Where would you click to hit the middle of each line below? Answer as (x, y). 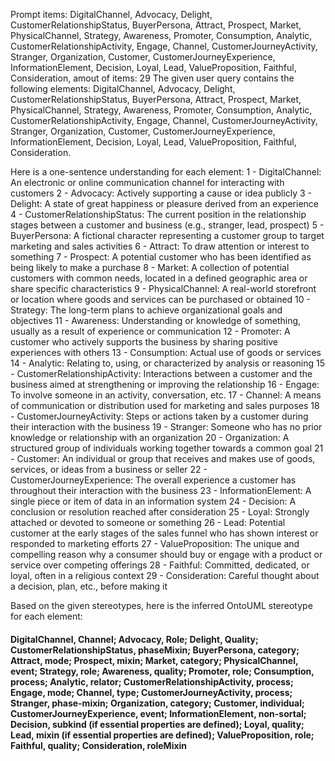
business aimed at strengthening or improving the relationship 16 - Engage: (165, 384)
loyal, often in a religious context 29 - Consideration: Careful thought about (165, 575)
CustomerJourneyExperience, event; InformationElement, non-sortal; (158, 713)
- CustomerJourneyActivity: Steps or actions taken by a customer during (159, 416)
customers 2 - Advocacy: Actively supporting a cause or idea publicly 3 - (161, 193)
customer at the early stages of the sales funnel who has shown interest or (164, 533)
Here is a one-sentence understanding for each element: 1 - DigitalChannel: (166, 172)
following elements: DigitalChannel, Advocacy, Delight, (123, 88)
